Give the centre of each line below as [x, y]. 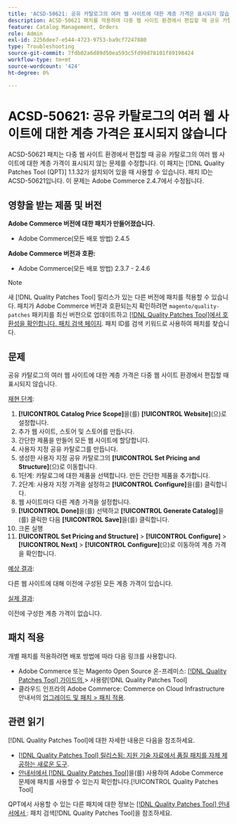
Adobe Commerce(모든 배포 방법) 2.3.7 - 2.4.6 [84, 269]
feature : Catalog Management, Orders [63, 27]
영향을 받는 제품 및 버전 [55, 205]
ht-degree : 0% [29, 73]
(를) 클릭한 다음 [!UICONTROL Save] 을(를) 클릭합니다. [94, 519]
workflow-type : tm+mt [40, 60]
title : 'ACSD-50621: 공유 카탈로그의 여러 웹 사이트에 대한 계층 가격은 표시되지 [112, 14]
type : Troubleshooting [41, 47]
